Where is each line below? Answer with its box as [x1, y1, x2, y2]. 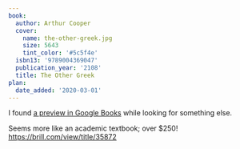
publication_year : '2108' [15, 64, 102, 72]
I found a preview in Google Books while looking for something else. [8, 108, 233, 118]
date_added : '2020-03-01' [15, 86, 102, 95]
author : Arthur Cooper [15, 19, 91, 27]
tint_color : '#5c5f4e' [22, 49, 98, 57]
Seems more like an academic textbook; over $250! [8, 123, 178, 133]
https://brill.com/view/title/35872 [8, 132, 118, 142]
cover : [15, 26, 38, 34]
